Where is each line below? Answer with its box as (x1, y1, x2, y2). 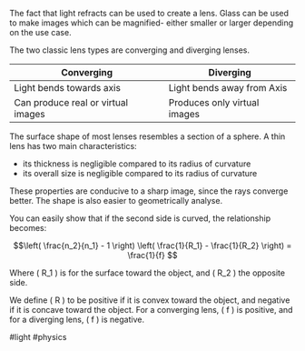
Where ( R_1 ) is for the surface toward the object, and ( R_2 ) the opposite (9, 267, 286, 278)
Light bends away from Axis (168, 82, 288, 94)
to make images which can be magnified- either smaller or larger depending (9, 17, 294, 28)
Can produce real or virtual (14, 96, 129, 108)
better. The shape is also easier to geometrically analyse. (9, 196, 223, 206)
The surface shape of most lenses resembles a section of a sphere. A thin (9, 131, 286, 142)
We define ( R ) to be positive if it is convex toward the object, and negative (9, 295, 290, 306)
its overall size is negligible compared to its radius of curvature (22, 168, 258, 178)
